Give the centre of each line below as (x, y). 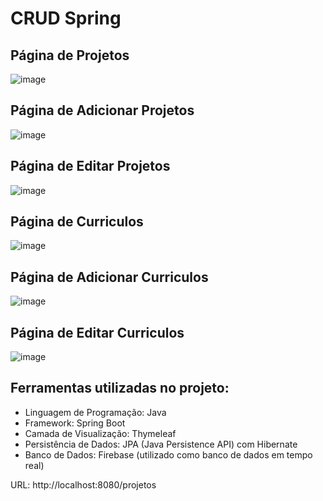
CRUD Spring (66, 18)
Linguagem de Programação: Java (95, 412)
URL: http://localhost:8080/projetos (83, 484)
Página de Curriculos (77, 222)
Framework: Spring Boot (75, 423)
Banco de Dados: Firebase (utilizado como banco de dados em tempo (168, 454)
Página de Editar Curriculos (97, 332)
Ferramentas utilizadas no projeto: (120, 388)
